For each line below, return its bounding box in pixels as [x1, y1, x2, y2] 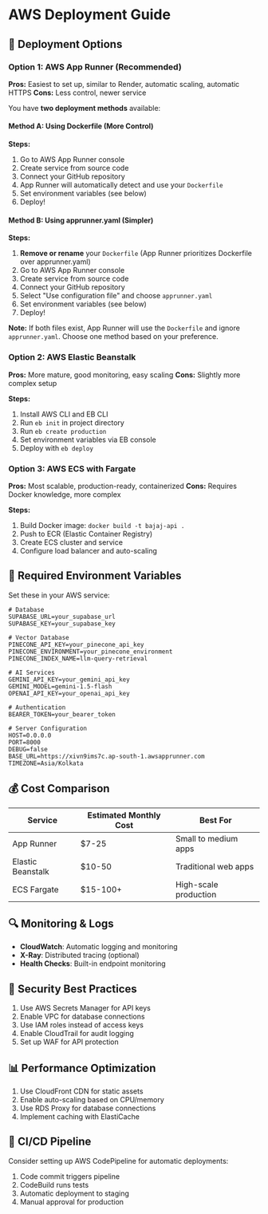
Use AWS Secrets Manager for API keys [19, 1003, 152, 1013]
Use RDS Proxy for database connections [19, 1103, 156, 1113]
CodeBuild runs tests [19, 1180, 89, 1189]
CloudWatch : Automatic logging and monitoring [19, 942, 178, 952]
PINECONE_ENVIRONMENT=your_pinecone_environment [8, 648, 173, 656]
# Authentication [8, 704, 66, 711]
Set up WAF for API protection [19, 1037, 120, 1046]
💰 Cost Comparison [8, 782, 110, 795]
